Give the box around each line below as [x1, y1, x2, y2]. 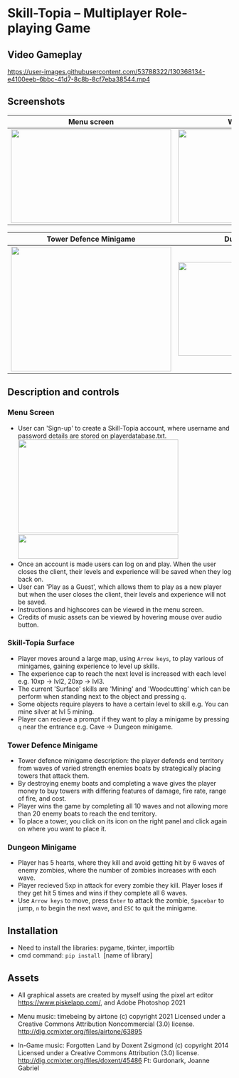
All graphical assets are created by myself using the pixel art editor [17, 991, 214, 1000]
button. [17, 620, 39, 629]
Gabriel [17, 1064, 40, 1072]
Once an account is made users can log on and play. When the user [17, 560, 217, 568]
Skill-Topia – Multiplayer [7, 5, 153, 21]
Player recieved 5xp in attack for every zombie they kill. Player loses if [17, 881, 223, 890]
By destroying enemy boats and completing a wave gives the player [17, 779, 217, 788]
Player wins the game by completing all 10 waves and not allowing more [17, 802, 228, 811]
